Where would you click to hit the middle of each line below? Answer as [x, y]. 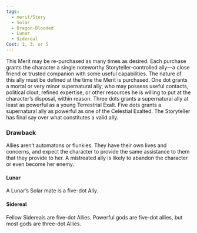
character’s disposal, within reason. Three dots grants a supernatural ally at [97, 98]
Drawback [21, 132]
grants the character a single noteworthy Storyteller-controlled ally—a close [98, 67]
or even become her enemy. [40, 164]
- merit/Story [29, 17]
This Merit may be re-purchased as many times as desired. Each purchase [96, 61]
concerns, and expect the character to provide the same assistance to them [98, 152]
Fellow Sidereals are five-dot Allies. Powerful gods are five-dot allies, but [94, 217]
